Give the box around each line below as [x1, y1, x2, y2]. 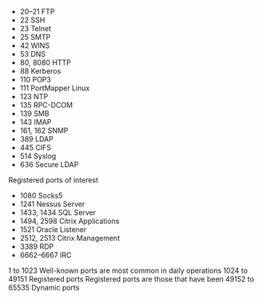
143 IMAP [19, 118, 52, 126]
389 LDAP [19, 134, 54, 143]
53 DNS [19, 50, 46, 58]
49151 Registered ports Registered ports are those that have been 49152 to [8, 274, 254, 283]
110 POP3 [19, 75, 52, 84]
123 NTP [19, 92, 49, 101]
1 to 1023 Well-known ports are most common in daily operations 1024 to [8, 266, 248, 275]
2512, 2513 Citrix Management [19, 234, 121, 242]
